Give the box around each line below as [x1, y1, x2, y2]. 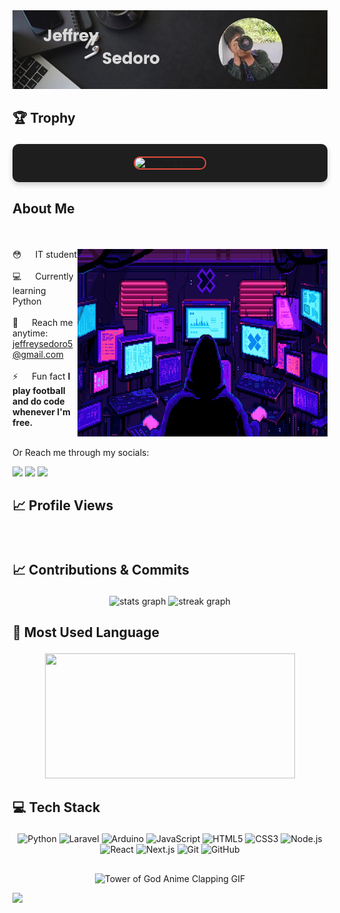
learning [12, 284, 47, 296]
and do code [12, 395, 65, 407]
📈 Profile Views [12, 497, 114, 514]
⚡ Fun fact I [12, 370, 71, 382]
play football [12, 384, 66, 396]
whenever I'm [12, 405, 71, 418]
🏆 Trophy [12, 110, 76, 127]
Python [12, 295, 42, 307]
